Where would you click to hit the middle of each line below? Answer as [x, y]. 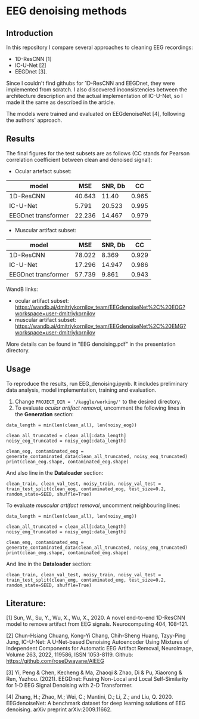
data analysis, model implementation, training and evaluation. [81, 390]
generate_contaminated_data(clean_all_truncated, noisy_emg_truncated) [97, 548]
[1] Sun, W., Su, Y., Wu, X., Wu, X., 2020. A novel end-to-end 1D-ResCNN [96, 618]
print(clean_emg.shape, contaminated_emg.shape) [68, 553]
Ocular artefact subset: [43, 171]
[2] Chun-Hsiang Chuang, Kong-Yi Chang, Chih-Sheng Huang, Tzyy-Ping [96, 636]
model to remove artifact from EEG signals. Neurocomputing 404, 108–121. [97, 624]
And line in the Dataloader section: [49, 564]
